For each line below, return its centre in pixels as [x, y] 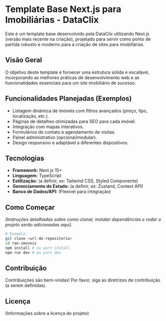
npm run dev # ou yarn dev [33, 252]
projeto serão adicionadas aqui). [39, 225]
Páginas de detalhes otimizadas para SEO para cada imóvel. [74, 121]
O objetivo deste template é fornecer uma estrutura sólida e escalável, [77, 72]
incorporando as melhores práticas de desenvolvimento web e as [72, 77]
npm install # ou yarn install [38, 248]
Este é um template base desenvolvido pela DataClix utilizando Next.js [77, 34]
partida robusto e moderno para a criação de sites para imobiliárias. [75, 44]
